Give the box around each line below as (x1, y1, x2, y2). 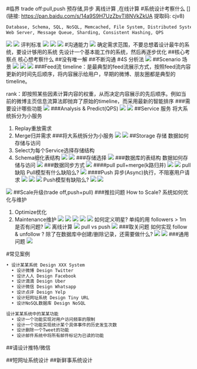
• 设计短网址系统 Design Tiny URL (11, 295, 90, 301)
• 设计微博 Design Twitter (11, 267, 74, 273)
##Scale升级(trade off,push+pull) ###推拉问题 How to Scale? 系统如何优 (13, 189, 189, 196)
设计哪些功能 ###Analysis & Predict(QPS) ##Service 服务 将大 (11, 105, 183, 112)
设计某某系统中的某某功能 (6, 311, 59, 317)
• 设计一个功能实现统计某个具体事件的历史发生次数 (11, 322, 117, 328)
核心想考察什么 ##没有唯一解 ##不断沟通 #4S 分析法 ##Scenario (17, 55, 181, 63)
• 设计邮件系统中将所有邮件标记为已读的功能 (11, 333, 104, 339)
